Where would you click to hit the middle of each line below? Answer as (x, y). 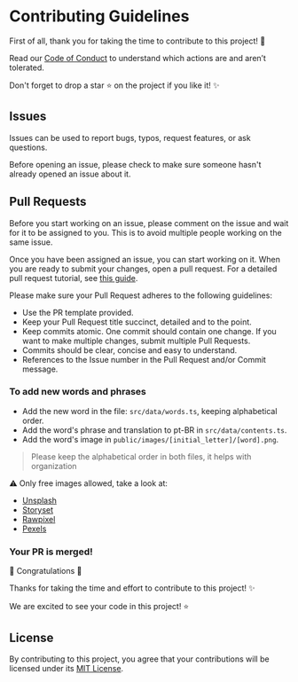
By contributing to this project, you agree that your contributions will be (139, 659)
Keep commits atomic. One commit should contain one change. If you (149, 331)
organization (54, 466)
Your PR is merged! (51, 552)
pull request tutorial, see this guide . (74, 278)
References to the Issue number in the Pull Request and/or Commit (144, 359)
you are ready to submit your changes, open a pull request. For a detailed (143, 269)
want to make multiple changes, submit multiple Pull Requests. (136, 341)
